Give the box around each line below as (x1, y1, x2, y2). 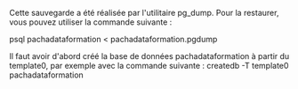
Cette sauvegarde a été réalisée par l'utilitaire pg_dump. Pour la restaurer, (9, 8, 279, 18)
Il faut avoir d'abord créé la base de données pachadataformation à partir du (9, 51, 290, 61)
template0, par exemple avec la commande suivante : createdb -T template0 (9, 61, 289, 70)
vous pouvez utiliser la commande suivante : (9, 17, 173, 27)
